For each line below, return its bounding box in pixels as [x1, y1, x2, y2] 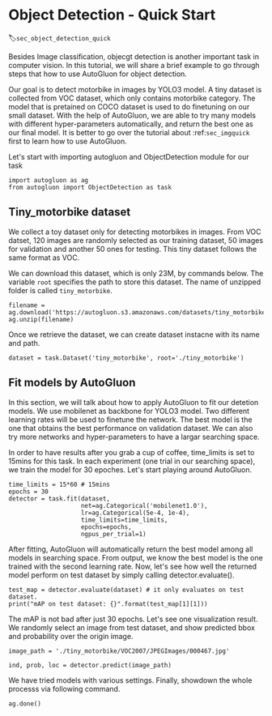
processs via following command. [8, 684, 121, 693]
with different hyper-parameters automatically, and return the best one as [8, 119, 253, 129]
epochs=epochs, [80, 522, 132, 531]
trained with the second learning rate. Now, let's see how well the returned [8, 561, 257, 571]
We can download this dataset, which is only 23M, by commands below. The [8, 268, 264, 278]
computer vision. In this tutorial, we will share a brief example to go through [8, 60, 261, 70]
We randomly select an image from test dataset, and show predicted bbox [8, 622, 255, 633]
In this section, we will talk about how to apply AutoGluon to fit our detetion [8, 397, 259, 407]
